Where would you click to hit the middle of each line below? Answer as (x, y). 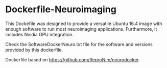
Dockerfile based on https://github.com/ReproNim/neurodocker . (73, 59)
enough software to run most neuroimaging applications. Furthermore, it (81, 29)
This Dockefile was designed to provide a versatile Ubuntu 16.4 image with (84, 24)
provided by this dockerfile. (34, 50)
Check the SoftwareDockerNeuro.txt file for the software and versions (79, 44)
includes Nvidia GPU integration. (40, 34)
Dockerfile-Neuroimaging (61, 9)
